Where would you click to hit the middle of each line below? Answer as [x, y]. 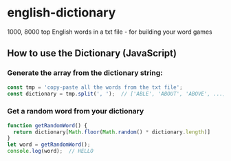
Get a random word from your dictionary [76, 111]
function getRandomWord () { [47, 125]
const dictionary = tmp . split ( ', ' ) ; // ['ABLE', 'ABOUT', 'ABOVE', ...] [117, 94]
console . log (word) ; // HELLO [51, 151]
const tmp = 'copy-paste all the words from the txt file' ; [95, 87]
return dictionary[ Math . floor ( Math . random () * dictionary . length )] [112, 132]
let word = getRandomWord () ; [49, 145]
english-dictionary [62, 13]
